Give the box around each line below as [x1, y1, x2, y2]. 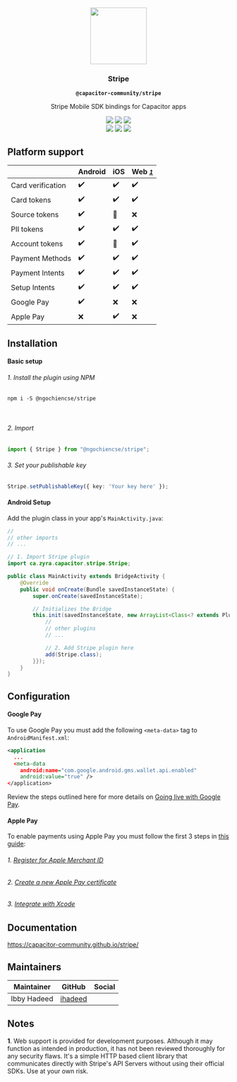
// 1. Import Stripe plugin [7, 553, 90, 560]
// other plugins [44, 625, 97, 633]
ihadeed [60, 994, 87, 1003]
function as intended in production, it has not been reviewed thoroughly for [7, 1044, 226, 1052]
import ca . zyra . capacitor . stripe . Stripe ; [7, 560, 131, 568]
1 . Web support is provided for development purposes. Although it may [7, 1037, 213, 1045]
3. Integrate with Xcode [7, 899, 75, 909]
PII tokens [11, 224, 44, 234]
